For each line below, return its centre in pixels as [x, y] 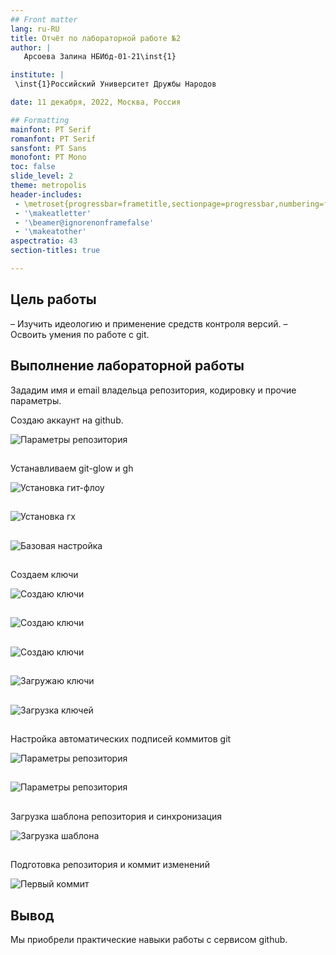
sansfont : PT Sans [48, 148]
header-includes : [46, 194]
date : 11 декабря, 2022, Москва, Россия [96, 102]
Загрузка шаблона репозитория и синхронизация [116, 816]
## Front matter [44, 19]
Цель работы [53, 299]
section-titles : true [55, 251]
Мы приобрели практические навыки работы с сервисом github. [149, 939]
